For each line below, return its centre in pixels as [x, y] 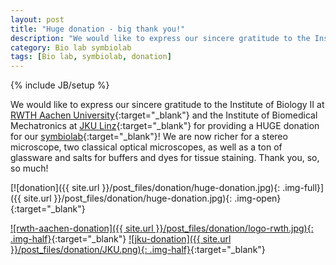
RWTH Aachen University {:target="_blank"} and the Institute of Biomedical [164, 115]
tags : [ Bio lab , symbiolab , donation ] [91, 57]
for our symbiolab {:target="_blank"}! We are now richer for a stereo [149, 137]
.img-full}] [303, 188]
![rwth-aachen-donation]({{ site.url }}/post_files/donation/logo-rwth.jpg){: [162, 228]
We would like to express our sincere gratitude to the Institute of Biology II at [167, 105]
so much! [29, 168]
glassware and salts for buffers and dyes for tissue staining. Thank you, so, [165, 158]
